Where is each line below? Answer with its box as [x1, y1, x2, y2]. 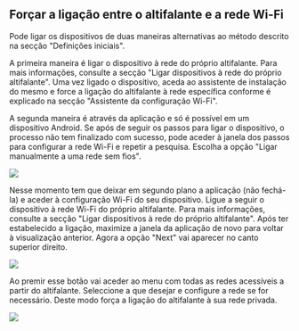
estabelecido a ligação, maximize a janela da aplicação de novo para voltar [9, 222, 285, 233]
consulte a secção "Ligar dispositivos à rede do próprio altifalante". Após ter [9, 213, 289, 224]
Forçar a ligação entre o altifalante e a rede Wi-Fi [9, 7, 285, 22]
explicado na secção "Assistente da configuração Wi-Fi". [9, 95, 218, 106]
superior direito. [9, 241, 69, 252]
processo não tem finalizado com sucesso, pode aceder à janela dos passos [9, 131, 290, 142]
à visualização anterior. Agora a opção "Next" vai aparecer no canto [9, 232, 259, 243]
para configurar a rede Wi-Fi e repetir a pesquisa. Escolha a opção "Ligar [9, 141, 278, 152]
